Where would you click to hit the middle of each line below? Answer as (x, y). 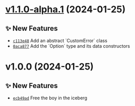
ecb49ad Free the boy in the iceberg (50, 98)
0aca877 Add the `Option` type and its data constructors (71, 46)
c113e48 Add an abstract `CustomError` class (60, 40)
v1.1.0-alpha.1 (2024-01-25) (65, 9)
